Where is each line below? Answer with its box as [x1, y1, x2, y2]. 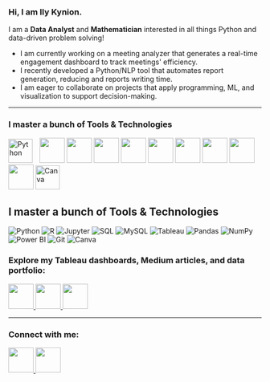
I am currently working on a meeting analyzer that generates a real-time [19, 49, 259, 59]
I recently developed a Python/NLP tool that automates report [19, 66, 224, 75]
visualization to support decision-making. [19, 91, 157, 101]
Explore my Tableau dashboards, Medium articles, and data [8, 255, 245, 266]
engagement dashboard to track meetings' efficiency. [19, 57, 198, 67]
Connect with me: [8, 328, 80, 339]
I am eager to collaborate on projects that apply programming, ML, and [19, 83, 255, 92]
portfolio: [8, 265, 46, 276]
